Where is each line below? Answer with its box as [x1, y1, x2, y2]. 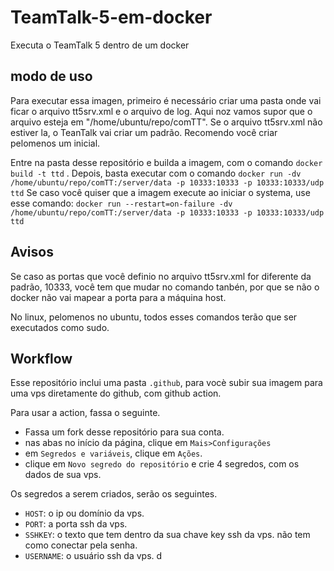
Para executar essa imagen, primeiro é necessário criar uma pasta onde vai [10, 94, 322, 106]
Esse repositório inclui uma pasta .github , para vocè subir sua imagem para [10, 377, 323, 389]
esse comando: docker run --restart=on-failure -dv [10, 197, 233, 209]
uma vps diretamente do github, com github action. [10, 387, 222, 400]
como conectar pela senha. [24, 539, 138, 551]
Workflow [10, 350, 73, 367]
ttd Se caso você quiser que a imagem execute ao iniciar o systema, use [10, 186, 311, 198]
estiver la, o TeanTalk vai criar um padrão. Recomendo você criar [10, 126, 278, 138]
